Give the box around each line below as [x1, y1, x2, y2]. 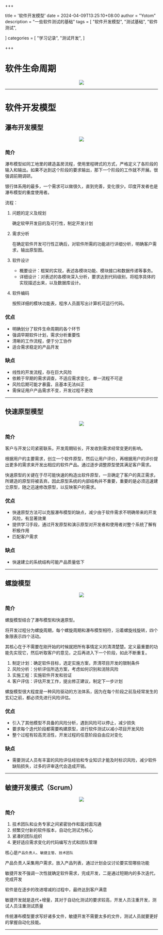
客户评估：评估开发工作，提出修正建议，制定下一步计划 [12, 678, 123, 684]
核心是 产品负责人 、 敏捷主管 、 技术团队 [5, 850, 74, 855]
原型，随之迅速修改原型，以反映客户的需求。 [9, 484, 98, 490]
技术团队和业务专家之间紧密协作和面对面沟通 [12, 821, 102, 827]
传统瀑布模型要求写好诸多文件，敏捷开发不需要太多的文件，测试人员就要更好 [5, 913, 158, 919]
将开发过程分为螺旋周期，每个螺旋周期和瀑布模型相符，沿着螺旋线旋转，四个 [5, 627, 158, 633]
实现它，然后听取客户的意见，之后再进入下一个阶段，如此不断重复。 [13, 650, 149, 656]
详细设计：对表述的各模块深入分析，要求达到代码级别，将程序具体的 [19, 274, 156, 279]
